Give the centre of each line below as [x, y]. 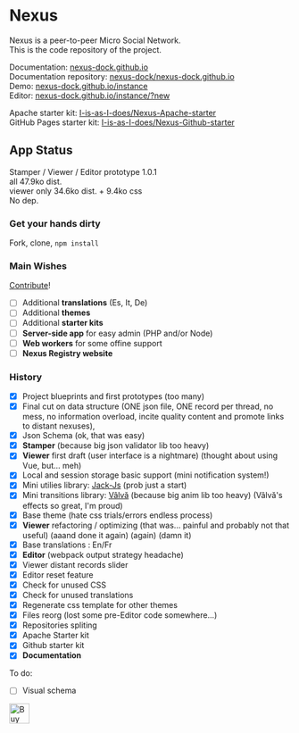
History [26, 377]
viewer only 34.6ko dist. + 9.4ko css [76, 191]
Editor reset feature [58, 575]
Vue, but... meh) [52, 466]
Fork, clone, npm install [54, 243]
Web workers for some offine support [92, 343]
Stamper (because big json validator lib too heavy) [116, 446]
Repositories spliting [60, 625]
